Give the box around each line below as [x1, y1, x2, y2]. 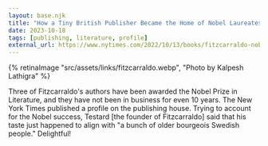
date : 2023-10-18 [8, 26, 66, 34]
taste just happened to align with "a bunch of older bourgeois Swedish [8, 121, 240, 130]
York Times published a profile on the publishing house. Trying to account [8, 104, 251, 113]
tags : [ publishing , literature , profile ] [8, 33, 148, 42]
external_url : [8, 41, 56, 49]
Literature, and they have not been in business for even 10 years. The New [8, 95, 253, 105]
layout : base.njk [8, 11, 66, 20]
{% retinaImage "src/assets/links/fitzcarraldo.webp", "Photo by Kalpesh [8, 63, 244, 72]
